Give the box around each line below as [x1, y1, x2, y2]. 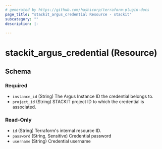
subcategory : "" [5, 16, 39, 21]
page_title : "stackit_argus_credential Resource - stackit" [5, 12, 132, 17]
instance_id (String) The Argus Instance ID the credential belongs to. [12, 93, 154, 99]
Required [5, 82, 28, 89]
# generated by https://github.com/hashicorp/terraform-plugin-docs [5, 7, 150, 12]
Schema [5, 67, 31, 75]
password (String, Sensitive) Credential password [12, 133, 111, 139]
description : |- [5, 21, 39, 26]
